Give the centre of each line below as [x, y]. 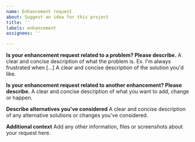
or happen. [19, 98]
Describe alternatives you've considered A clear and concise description [96, 109]
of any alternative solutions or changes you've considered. [77, 116]
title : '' [18, 22]
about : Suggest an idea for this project [58, 17]
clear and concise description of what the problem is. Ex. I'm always [89, 62]
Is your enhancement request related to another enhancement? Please [94, 85]
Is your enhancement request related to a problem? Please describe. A [94, 55]
